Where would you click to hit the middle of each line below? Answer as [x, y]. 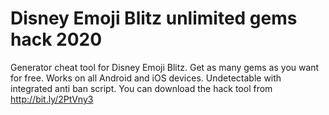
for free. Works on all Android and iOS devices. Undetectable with [146, 78]
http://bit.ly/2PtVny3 [52, 99]
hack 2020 [56, 39]
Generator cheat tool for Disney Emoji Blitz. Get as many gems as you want [165, 67]
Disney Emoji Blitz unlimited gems [154, 18]
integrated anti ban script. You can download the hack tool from [141, 88]
